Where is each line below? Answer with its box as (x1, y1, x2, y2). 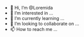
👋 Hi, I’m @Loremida (10, 5, 53, 10)
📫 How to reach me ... (10, 26, 58, 32)
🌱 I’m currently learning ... (10, 15, 65, 21)
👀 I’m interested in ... (10, 10, 53, 16)
